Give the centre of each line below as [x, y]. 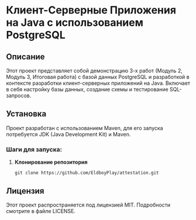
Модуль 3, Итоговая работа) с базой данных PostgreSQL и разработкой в [98, 77]
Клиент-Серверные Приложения [91, 10]
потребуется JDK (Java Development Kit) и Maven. [68, 134]
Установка [26, 114]
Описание [25, 56]
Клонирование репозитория [51, 162]
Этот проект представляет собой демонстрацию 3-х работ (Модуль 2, [94, 71]
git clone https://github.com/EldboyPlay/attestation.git [87, 173]
